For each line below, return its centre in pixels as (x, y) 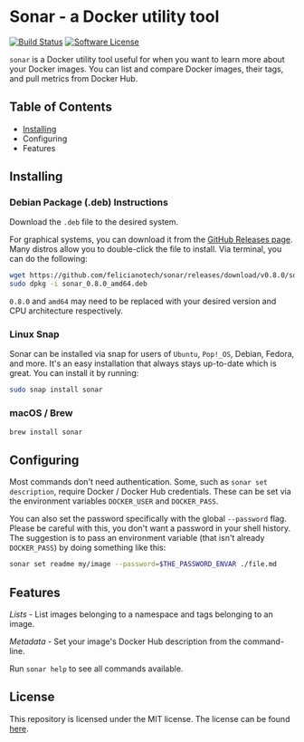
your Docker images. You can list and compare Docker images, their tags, (147, 69)
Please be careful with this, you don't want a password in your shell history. (150, 528)
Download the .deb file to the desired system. (94, 222)
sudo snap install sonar (56, 390)
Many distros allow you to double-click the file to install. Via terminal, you (146, 249)
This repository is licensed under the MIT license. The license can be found (150, 718)
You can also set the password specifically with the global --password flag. (148, 519)
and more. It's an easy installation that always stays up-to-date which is (143, 363)
